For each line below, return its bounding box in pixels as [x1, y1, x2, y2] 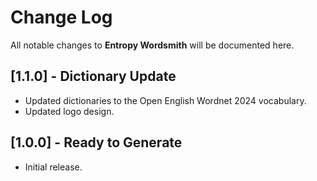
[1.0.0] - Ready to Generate [10, 134, 183, 151]
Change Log [10, 6, 113, 29]
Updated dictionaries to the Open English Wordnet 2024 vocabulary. [24, 94, 307, 106]
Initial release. [24, 161, 83, 173]
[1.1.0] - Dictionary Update [10, 68, 177, 85]
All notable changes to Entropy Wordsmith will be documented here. [10, 39, 295, 51]
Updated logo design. [24, 105, 115, 117]
